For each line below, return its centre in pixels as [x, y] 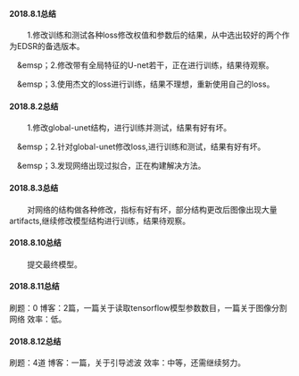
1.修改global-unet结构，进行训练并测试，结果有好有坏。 [129, 128]
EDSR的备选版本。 [50, 46]
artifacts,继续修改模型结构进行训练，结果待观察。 [100, 221]
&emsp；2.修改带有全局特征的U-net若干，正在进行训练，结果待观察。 [145, 65]
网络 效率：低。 [38, 319]
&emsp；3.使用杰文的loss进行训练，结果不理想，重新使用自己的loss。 [146, 84]
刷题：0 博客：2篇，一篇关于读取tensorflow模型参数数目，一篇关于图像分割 [148, 308]
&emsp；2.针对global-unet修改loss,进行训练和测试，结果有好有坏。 [141, 146]
